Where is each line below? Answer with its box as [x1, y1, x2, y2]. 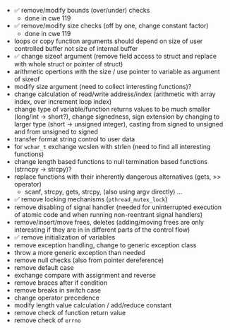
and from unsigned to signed [13, 127, 99, 136]
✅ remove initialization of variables [13, 233, 116, 241]
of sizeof [13, 75, 40, 83]
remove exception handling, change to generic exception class [13, 241, 197, 249]
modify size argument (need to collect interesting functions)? [13, 83, 192, 90]
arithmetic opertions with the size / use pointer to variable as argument [13, 67, 220, 76]
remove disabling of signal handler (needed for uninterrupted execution [13, 203, 222, 211]
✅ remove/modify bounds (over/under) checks [13, 6, 150, 14]
